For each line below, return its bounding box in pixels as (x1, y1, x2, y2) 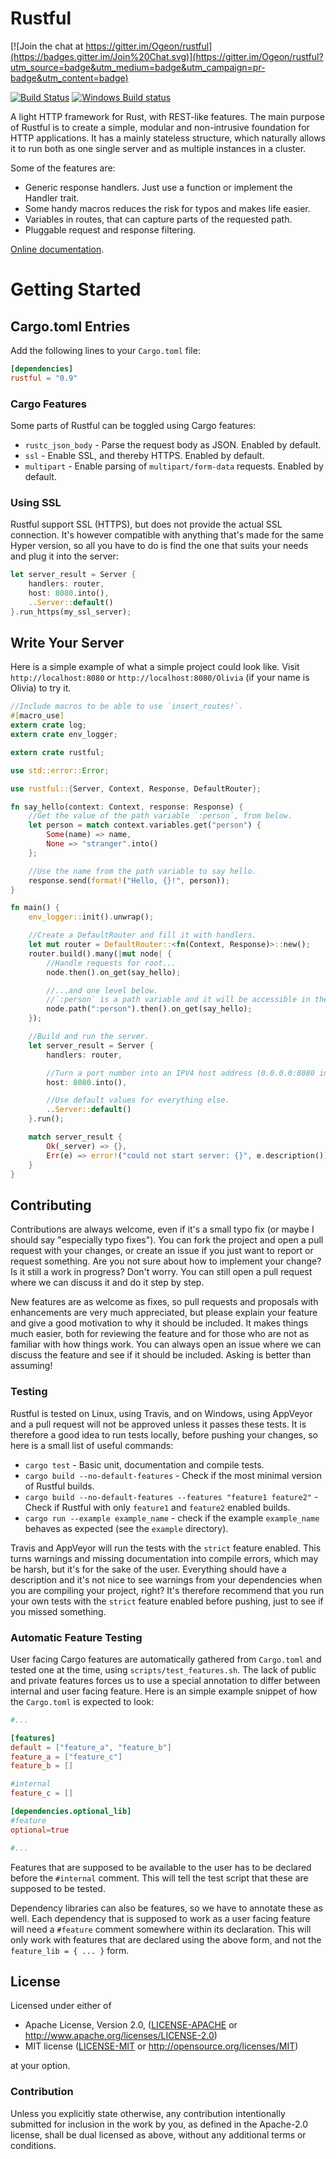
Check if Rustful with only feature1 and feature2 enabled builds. (24, 1501, 291, 1513)
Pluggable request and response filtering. (24, 223, 197, 236)
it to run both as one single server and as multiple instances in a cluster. (10, 142, 307, 154)
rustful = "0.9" (10, 373, 78, 383)
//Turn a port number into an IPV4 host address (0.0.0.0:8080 (46, 1068, 315, 1078)
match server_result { (28, 1132, 123, 1142)
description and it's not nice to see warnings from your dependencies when (10, 1573, 323, 1586)
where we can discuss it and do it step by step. (10, 1277, 205, 1289)
